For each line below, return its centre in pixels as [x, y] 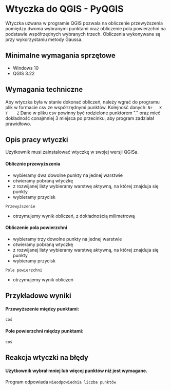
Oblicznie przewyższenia [33, 163]
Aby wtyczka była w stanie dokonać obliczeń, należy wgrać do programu [83, 102]
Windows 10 [26, 68]
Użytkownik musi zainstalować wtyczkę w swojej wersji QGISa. [72, 152]
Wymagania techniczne [44, 89]
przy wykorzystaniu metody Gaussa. [44, 39]
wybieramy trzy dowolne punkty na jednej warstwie [67, 239]
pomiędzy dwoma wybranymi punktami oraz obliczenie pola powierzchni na [85, 28]
